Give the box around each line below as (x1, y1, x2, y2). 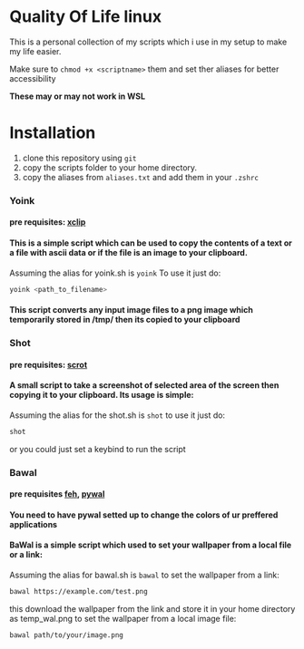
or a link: (9, 549, 44, 560)
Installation (9, 122, 96, 143)
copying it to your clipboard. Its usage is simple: (9, 390, 194, 401)
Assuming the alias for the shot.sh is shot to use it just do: (9, 410, 225, 421)
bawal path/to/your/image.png (9, 630, 124, 640)
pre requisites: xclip (9, 217, 86, 228)
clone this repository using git (22, 152, 137, 163)
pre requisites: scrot (9, 359, 88, 370)
